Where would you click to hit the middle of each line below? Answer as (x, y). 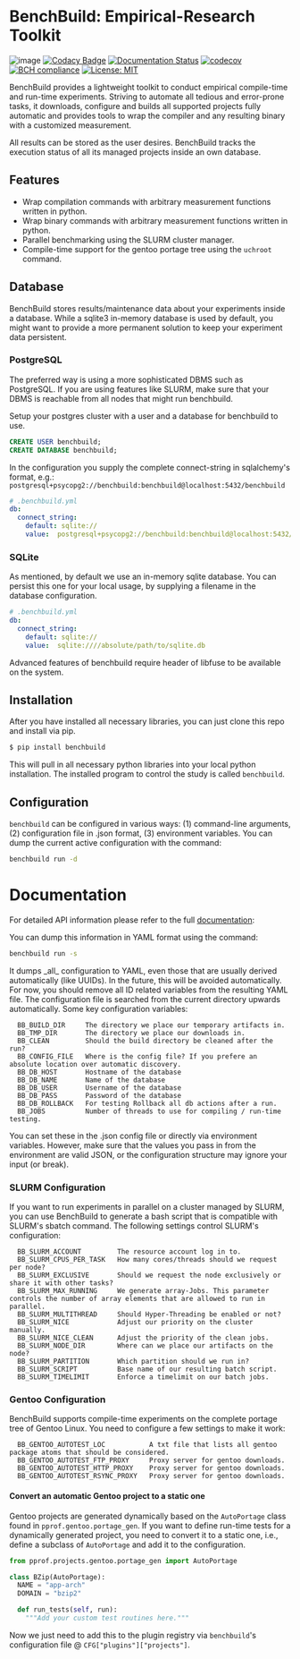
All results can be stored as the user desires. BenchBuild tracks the (133, 142)
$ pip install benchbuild (57, 748)
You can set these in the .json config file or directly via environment (133, 1136)
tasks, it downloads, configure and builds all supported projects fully (135, 106)
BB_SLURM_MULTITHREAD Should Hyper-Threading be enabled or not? (149, 1314)
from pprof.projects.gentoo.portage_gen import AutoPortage (124, 1561)
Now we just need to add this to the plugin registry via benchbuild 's (133, 1635)
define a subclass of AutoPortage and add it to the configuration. (128, 1544)
